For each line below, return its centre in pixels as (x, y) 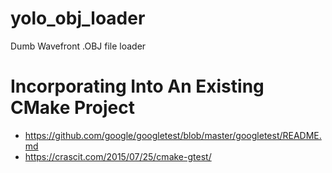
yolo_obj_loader (78, 18)
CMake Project (73, 108)
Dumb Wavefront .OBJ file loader (78, 46)
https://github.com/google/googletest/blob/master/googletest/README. (173, 135)
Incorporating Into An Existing (137, 86)
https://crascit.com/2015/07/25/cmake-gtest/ (118, 156)
